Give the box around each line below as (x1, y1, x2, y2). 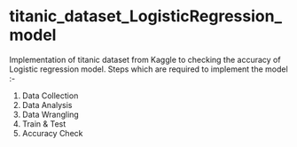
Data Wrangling (21, 109, 80, 120)
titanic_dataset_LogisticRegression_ (9, 6, 282, 27)
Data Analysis (21, 99, 73, 110)
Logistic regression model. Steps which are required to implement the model (9, 64, 288, 74)
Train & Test (21, 118, 66, 129)
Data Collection (21, 90, 79, 101)
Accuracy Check (21, 128, 83, 138)
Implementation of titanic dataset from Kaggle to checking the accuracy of (9, 54, 281, 65)
